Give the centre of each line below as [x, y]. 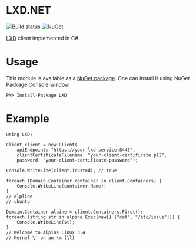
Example [28, 119]
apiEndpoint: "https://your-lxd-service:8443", [76, 150]
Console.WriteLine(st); [46, 222]
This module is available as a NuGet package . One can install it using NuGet [98, 78]
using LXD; [19, 134]
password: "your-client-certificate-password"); [77, 160]
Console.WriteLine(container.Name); [62, 186]
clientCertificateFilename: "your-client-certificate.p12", [92, 155]
